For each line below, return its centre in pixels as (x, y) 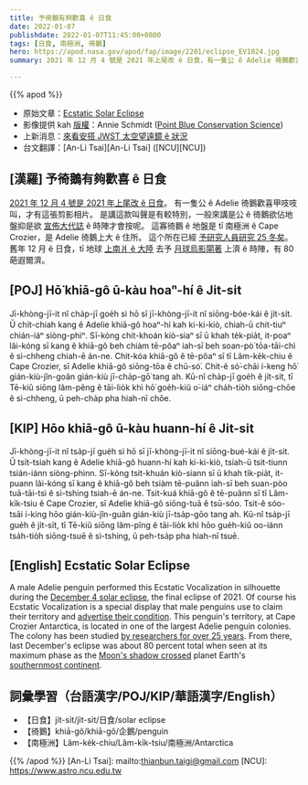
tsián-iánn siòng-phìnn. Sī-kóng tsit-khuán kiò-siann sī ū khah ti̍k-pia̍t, (142, 473)
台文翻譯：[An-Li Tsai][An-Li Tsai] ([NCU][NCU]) (114, 148)
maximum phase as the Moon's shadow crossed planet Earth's (128, 655)
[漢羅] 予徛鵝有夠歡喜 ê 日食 (88, 179)
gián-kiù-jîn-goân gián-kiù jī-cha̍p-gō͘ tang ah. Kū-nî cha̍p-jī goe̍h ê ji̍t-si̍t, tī (151, 377)
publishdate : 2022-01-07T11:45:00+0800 (85, 35)
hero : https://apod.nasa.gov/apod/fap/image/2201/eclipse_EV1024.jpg (145, 52)
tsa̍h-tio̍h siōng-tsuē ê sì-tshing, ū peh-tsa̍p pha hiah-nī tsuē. (125, 536)
